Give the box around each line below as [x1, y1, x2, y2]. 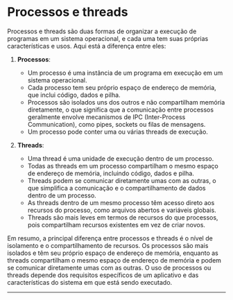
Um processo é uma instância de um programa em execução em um [27, 69, 223, 77]
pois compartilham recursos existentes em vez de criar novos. [27, 220, 206, 229]
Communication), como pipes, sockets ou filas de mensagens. [27, 120, 206, 128]
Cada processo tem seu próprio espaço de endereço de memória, [27, 83, 216, 91]
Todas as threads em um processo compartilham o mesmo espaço [27, 161, 218, 170]
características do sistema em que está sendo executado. [7, 278, 173, 286]
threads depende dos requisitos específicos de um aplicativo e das [7, 271, 199, 279]
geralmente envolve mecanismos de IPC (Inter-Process [27, 112, 186, 121]
